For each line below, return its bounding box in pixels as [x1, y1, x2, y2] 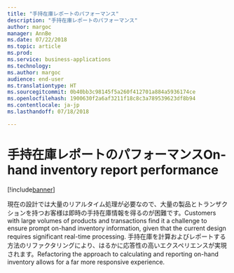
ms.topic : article [7, 43, 61, 50]
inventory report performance [40, 162, 219, 178]
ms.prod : [7, 50, 33, 57]
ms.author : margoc [7, 69, 61, 76]
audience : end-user [7, 75, 64, 83]
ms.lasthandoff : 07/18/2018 [7, 108, 90, 115]
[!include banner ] [7, 185, 55, 194]
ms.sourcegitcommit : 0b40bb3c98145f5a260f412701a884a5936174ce [7, 88, 196, 95]
